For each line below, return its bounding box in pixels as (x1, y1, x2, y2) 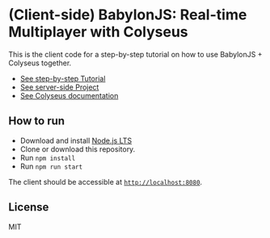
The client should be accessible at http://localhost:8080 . (8, 177, 203, 186)
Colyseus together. (8, 58, 72, 68)
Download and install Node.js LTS (19, 136, 133, 145)
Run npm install (19, 152, 76, 162)
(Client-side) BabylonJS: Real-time (8, 6, 247, 24)
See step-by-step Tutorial (19, 73, 106, 83)
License (8, 200, 49, 215)
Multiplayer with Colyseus (8, 23, 188, 41)
